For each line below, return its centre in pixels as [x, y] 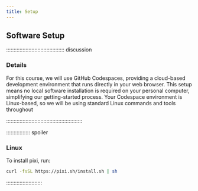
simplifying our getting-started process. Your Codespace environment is [94, 97]
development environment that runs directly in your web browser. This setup [99, 84]
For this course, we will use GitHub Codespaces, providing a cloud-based [96, 78]
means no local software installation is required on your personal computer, [98, 90]
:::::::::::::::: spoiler [27, 132]
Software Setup [35, 36]
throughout [20, 109]
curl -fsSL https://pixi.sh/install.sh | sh [62, 171]
